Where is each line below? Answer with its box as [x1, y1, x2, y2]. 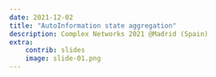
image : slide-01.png [25, 54, 101, 63]
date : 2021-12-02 [9, 12, 74, 22]
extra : [9, 37, 34, 47]
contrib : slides [25, 46, 86, 55]
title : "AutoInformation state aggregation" [9, 21, 177, 30]
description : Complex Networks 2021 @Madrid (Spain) [9, 29, 209, 38]
